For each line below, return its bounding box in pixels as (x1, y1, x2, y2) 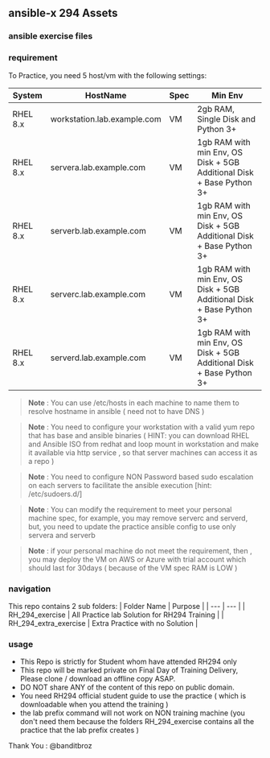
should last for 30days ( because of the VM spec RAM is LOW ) (27, 563, 238, 573)
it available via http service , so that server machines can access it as (27, 447, 258, 458)
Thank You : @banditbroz (8, 741, 92, 751)
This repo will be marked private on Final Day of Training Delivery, (19, 665, 239, 675)
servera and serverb (27, 530, 96, 540)
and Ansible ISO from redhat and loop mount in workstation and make (27, 439, 260, 449)
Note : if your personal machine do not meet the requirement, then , (27, 545, 253, 555)
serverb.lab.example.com (50, 225, 146, 236)
